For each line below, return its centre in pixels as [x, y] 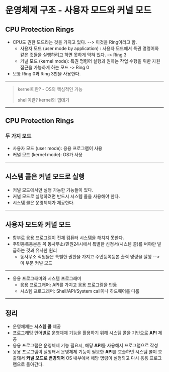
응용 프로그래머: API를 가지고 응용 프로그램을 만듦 [68, 285]
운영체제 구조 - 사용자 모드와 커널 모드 [78, 10]
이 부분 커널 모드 [36, 263]
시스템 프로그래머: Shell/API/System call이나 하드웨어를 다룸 [80, 291]
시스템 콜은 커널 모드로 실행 [45, 177]
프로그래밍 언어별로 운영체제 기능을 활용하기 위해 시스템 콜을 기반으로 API [84, 333]
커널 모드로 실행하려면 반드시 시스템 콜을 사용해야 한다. [66, 196]
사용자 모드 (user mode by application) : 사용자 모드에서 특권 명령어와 [90, 48]
